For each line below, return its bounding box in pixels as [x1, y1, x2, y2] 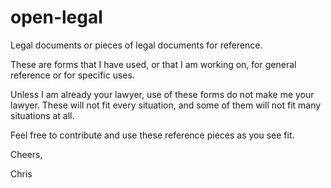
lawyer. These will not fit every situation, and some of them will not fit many [10, 99, 322, 111]
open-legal [10, 6, 103, 29]
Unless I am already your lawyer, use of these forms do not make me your [10, 88, 315, 100]
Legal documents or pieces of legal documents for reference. [10, 39, 263, 51]
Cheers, [10, 148, 43, 160]
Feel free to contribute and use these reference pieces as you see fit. [10, 129, 295, 141]
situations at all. [10, 109, 75, 121]
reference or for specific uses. [10, 69, 135, 81]
